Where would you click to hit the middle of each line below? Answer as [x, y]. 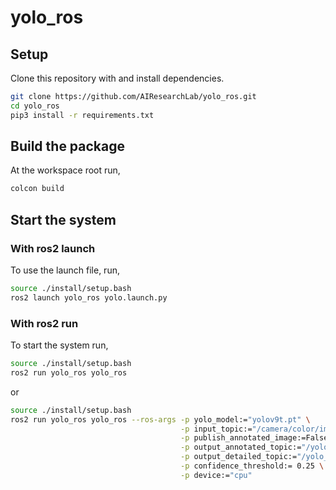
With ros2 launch [53, 248]
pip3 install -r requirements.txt [82, 115]
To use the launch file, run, [65, 270]
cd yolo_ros [35, 106]
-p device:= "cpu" [216, 475]
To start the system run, [59, 345]
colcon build [37, 189]
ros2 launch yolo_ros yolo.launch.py [89, 297]
